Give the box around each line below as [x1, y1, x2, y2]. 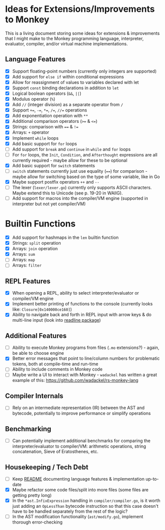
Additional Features [5, 332, 67, 340]
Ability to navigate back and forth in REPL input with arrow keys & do [12, 312, 152, 318]
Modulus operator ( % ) [12, 96, 56, 102]
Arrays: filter [12, 263, 42, 268]
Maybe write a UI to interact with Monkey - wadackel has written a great [12, 372, 157, 378]
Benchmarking [5, 424, 52, 433]
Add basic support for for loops [12, 141, 77, 147]
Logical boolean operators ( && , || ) [12, 90, 82, 96]
